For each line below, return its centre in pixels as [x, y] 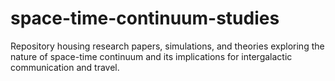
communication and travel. [65, 67]
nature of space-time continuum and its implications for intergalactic [151, 56]
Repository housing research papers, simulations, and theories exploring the [167, 46]
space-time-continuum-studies [145, 18]
